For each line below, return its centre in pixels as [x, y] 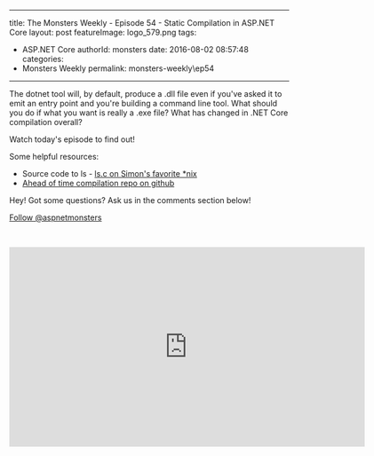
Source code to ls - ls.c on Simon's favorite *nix [109, 173]
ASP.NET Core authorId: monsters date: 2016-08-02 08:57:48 [135, 49]
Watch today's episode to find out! [72, 139]
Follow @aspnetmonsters [56, 217]
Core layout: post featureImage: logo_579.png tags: [103, 32]
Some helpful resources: [54, 157]
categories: [43, 59]
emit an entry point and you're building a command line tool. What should [143, 103]
